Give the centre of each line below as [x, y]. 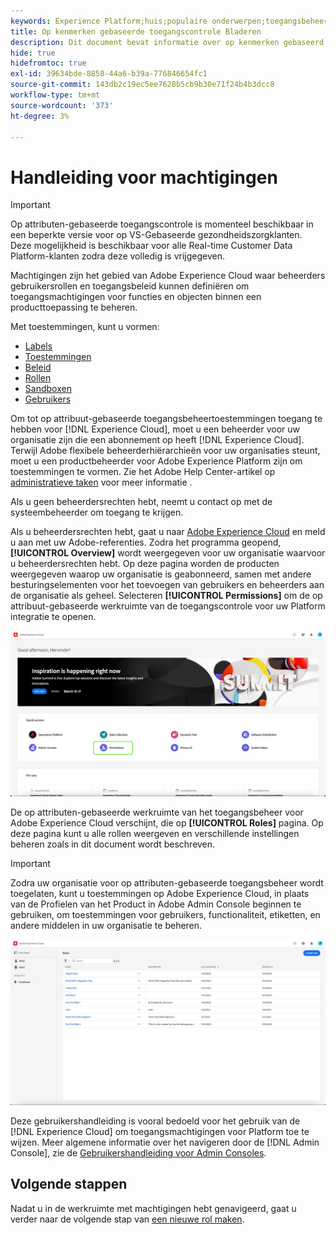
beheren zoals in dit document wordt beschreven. [113, 844]
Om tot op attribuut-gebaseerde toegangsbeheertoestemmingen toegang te [166, 419]
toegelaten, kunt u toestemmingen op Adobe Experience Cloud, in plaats [160, 894]
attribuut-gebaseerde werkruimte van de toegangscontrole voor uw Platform [168, 606]
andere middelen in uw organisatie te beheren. [106, 926]
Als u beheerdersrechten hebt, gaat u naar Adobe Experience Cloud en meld [168, 532]
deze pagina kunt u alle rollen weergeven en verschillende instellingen [155, 834]
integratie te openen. [53, 617]
